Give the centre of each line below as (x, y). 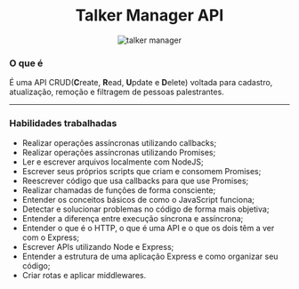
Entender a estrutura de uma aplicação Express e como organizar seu (150, 256)
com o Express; (51, 237)
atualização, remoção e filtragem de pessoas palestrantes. (117, 92)
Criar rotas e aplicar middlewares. (84, 275)
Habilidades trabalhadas (63, 124)
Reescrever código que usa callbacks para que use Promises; (135, 181)
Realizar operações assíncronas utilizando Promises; (119, 152)
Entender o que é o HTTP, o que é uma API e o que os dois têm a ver (148, 228)
